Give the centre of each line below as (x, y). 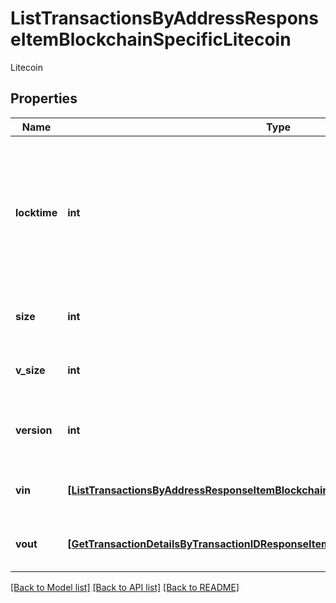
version (34, 430)
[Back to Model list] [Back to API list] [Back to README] (125, 587)
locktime (36, 212)
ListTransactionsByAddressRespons (164, 18)
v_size (30, 370)
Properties (44, 98)
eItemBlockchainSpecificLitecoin (151, 39)
